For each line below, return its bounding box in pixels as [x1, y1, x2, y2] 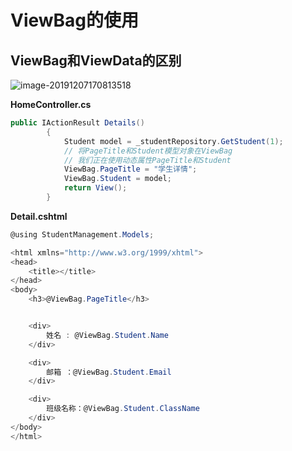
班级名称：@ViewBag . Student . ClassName [46, 404, 200, 414]
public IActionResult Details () [10, 118, 145, 128]
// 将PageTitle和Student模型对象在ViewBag [63, 146, 233, 156]
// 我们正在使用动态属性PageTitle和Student [63, 155, 232, 165]
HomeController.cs [10, 99, 92, 110]
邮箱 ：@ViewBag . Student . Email [46, 367, 172, 377]
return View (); [63, 183, 128, 193]
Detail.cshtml [10, 210, 68, 222]
